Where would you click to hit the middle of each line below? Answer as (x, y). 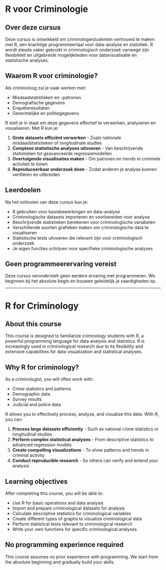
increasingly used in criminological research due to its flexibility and (74, 346)
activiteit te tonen (30, 164)
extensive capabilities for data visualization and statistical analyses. (74, 352)
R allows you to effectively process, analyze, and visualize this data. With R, (82, 414)
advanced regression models (42, 445)
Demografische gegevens (39, 103)
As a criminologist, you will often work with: (49, 379)
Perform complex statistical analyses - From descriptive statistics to (83, 440)
